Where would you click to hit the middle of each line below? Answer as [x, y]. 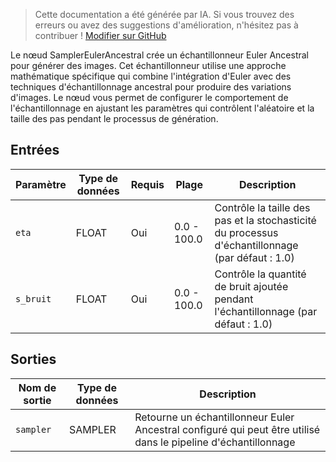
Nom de [37, 387]
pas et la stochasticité [265, 220]
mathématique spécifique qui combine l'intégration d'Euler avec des [151, 76]
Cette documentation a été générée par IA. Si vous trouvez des [164, 14]
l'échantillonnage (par [266, 311]
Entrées [35, 150]
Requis [147, 184]
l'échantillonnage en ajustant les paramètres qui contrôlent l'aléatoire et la [162, 108]
